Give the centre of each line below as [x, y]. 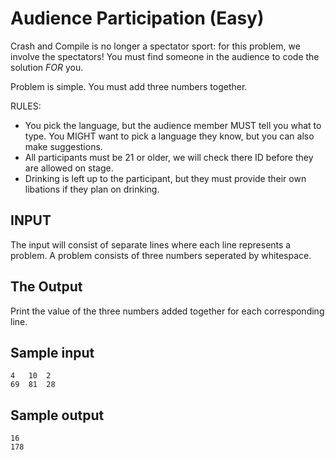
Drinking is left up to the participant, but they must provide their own [165, 178]
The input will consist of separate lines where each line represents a [151, 244]
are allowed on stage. [69, 168]
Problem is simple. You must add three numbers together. [129, 86]
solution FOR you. [47, 67]
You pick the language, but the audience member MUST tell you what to [173, 125]
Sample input [52, 352]
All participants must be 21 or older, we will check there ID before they [169, 157]
